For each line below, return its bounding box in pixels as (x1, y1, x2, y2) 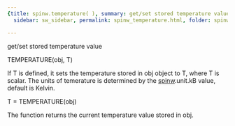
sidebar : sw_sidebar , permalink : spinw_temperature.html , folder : (13, 17, 211, 24)
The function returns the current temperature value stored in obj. (7, 111, 194, 119)
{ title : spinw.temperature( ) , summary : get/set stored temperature (7, 10, 211, 17)
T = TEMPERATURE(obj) (7, 97, 77, 105)
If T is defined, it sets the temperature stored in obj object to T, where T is (7, 69, 220, 77)
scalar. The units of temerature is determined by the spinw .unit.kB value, (7, 76, 215, 84)
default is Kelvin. (7, 84, 55, 92)
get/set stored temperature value (7, 42, 103, 50)
